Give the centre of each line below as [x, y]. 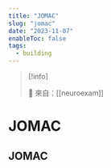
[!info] [38, 76]
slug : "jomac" [32, 23]
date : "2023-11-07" [41, 31]
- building [34, 53]
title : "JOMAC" [34, 16]
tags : [17, 46]
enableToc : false [37, 38]
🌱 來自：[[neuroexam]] [66, 93]
